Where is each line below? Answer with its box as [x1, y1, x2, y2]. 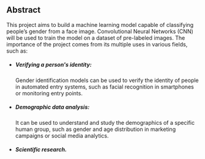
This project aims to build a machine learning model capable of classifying [6, 21, 194, 28]
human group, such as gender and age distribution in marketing [15, 125, 176, 133]
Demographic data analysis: [15, 103, 90, 111]
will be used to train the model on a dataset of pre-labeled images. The [6, 34, 185, 42]
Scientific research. [15, 146, 67, 153]
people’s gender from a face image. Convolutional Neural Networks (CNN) [6, 28, 194, 35]
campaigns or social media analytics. [15, 131, 109, 139]
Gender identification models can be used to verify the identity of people [15, 76, 199, 84]
